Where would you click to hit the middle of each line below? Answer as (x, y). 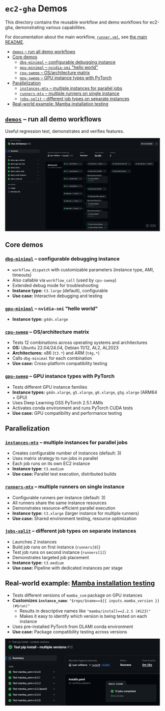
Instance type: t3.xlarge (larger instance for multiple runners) (76, 513)
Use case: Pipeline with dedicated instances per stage (67, 568)
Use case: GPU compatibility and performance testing (67, 413)
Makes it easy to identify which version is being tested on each (83, 616)
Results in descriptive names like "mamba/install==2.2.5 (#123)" (85, 611)
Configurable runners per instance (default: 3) (59, 497)
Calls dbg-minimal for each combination (52, 358)
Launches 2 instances (34, 541)
